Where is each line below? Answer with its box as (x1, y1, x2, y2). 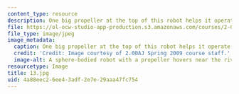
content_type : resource (7, 10, 78, 18)
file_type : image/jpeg (7, 30, 75, 37)
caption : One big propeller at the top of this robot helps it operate (14, 43, 231, 50)
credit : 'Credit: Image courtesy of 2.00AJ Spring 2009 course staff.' (14, 50, 231, 57)
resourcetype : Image (7, 63, 69, 70)
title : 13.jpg (7, 69, 50, 76)
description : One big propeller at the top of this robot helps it (7, 17, 212, 24)
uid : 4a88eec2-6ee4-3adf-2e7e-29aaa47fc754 (7, 76, 139, 83)
